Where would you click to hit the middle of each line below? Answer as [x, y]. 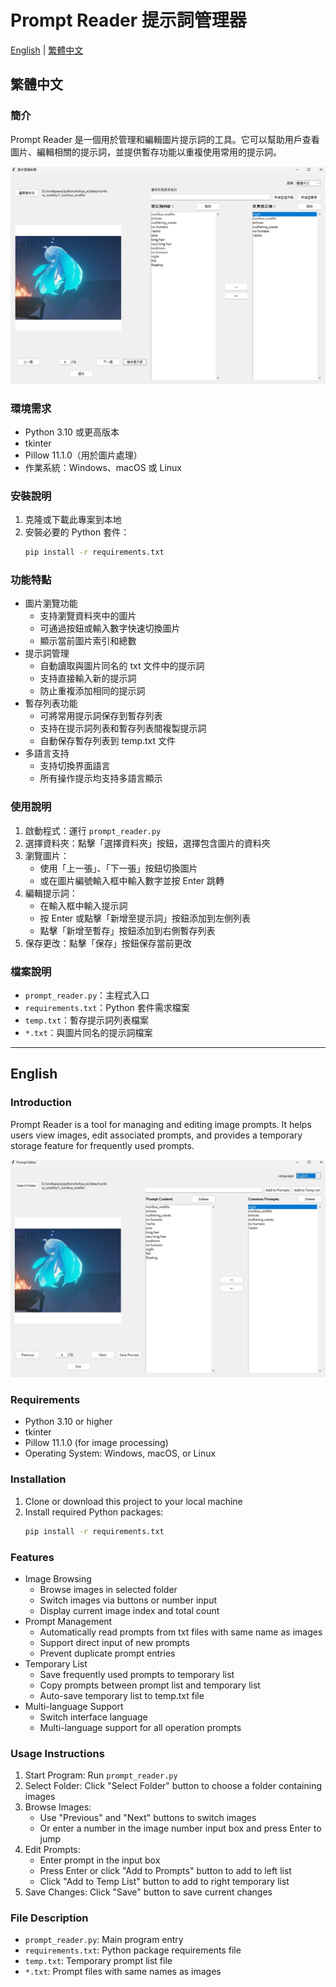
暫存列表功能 [51, 703]
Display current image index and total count [129, 1610]
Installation [38, 1479]
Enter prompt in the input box [100, 1860]
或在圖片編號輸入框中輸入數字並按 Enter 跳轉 [132, 880]
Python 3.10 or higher [68, 1422]
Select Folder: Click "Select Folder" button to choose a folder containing [173, 1786]
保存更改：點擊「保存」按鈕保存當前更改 [108, 943]
